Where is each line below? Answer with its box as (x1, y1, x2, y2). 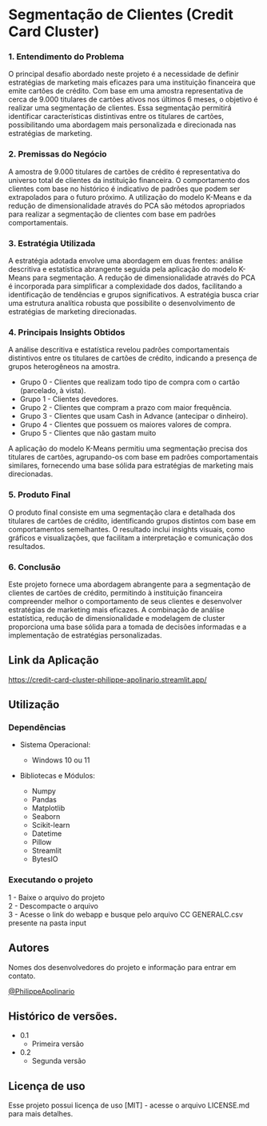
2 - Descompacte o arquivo (8, 901, 98, 910)
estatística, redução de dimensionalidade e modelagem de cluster (8, 613, 225, 623)
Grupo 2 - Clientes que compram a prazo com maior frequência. (19, 403, 232, 412)
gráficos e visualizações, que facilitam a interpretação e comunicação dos (8, 533, 253, 543)
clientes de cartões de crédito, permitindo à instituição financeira (8, 587, 223, 597)
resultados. (8, 541, 46, 551)
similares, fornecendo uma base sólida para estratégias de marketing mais (8, 461, 254, 471)
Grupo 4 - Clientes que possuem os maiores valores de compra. (19, 420, 232, 429)
